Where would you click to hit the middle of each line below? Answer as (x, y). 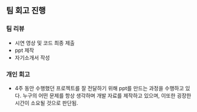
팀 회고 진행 (26, 11)
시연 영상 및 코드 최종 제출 (45, 42)
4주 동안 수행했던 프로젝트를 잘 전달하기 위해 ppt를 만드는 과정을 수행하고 (99, 88)
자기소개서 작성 (32, 57)
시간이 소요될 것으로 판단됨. (46, 103)
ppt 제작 (24, 50)
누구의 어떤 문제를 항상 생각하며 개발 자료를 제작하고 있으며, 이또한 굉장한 (107, 95)
